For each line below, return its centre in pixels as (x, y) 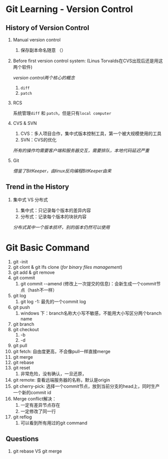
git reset (22, 368)
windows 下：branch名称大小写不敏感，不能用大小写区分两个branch (91, 313)
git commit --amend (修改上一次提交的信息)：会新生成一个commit (88, 283)
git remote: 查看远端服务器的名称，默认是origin (61, 380)
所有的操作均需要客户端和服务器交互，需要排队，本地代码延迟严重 (81, 150)
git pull (20, 345)
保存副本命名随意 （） (43, 50)
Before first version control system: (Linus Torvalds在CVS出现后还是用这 (88, 61)
